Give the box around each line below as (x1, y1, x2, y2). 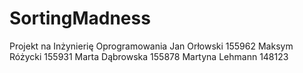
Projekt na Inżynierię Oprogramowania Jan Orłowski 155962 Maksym (9, 40, 294, 52)
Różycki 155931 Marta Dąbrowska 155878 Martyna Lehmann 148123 (9, 50, 289, 62)
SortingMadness (9, 7, 151, 30)
